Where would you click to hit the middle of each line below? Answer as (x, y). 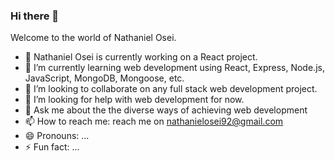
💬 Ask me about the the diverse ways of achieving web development (166, 110)
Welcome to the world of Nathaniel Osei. (93, 38)
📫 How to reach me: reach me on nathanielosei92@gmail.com (154, 121)
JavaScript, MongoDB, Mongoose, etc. (104, 78)
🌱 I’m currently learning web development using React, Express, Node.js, (174, 68)
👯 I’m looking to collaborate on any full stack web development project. (171, 89)
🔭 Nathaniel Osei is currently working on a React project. (141, 57)
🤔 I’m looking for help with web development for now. (134, 100)
